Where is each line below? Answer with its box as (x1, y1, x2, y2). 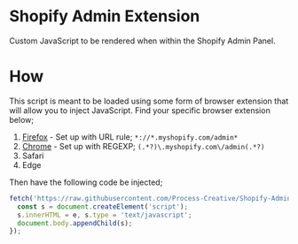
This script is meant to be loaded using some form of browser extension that (9, 95, 289, 106)
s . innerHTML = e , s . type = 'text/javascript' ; (17, 210, 192, 219)
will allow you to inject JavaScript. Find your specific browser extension (9, 104, 271, 116)
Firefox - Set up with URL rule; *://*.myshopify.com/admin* (21, 131, 239, 142)
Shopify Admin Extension (9, 6, 200, 27)
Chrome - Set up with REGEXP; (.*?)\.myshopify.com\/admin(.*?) (21, 141, 265, 151)
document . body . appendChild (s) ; (17, 218, 133, 227)
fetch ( (9, 194, 34, 202)
